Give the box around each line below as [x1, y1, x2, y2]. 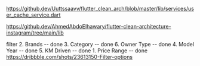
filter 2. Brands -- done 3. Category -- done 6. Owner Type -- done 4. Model [6, 41, 195, 48]
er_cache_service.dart [6, 11, 61, 18]
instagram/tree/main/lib [6, 29, 64, 36]
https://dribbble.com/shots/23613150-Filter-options [6, 54, 133, 60]
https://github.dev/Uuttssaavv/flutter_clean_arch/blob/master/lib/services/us [6, 5, 194, 12]
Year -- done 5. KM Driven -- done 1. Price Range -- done [6, 47, 148, 54]
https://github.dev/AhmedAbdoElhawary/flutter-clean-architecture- [6, 23, 171, 30]
